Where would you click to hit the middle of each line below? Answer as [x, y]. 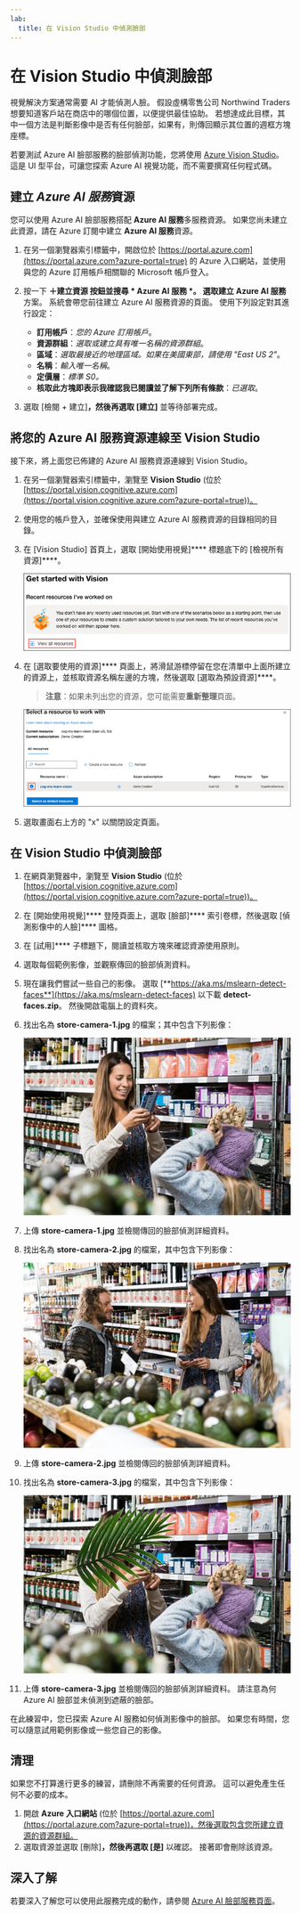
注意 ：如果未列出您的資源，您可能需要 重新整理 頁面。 [143, 696]
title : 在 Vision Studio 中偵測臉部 [82, 28]
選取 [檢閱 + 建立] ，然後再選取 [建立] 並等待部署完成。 [122, 407]
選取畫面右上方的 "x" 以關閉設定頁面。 [93, 822]
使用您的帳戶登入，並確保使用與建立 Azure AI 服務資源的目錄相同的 [146, 519]
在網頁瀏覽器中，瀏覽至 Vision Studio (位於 [103, 876]
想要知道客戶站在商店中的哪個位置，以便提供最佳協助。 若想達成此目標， [144, 114]
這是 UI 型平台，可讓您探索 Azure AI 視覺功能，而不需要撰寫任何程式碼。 [143, 166]
